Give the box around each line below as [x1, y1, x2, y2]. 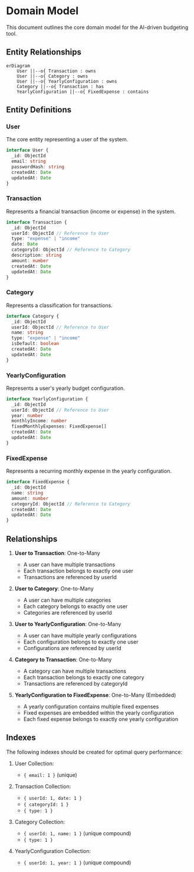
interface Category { [6, 313, 60, 319]
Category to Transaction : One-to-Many [14, 655, 112, 663]
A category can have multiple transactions [23, 667, 127, 674]
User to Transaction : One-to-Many [14, 549, 100, 557]
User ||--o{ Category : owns [17, 73, 88, 79]
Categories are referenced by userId [23, 609, 112, 616]
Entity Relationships [6, 47, 81, 57]
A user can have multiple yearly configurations [23, 632, 137, 639]
